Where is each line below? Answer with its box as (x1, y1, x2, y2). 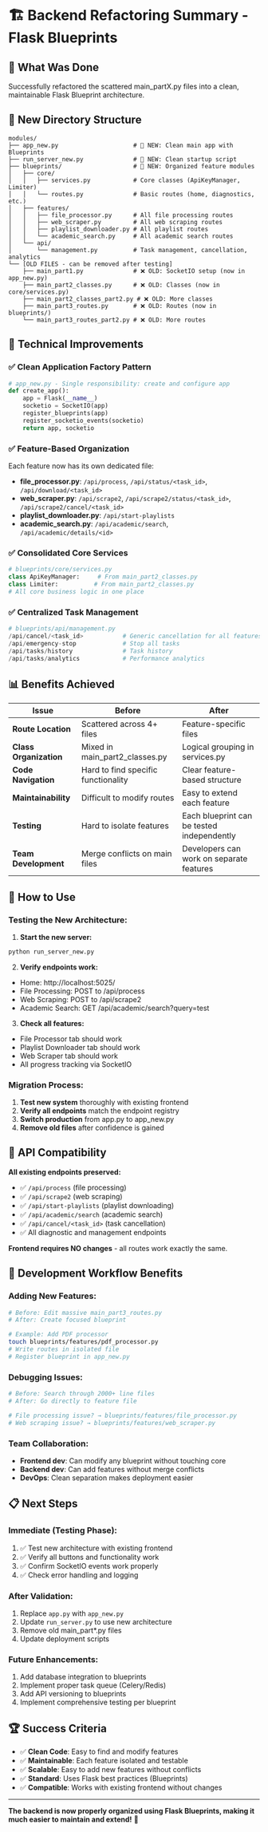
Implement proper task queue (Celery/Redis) (19, 1680, 167, 1690)
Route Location (12, 724, 72, 735)
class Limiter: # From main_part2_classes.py (8, 580, 195, 588)
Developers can (182, 843, 242, 855)
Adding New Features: (8, 1290, 97, 1301)
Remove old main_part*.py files (19, 1625, 122, 1635)
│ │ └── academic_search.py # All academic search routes (8, 232, 234, 240)
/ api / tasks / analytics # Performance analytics (8, 654, 205, 662)
